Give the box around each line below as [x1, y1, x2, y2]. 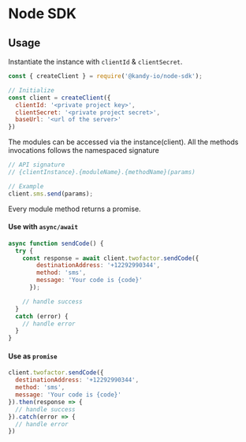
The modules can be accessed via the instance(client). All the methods [8, 137, 239, 147]
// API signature [8, 161, 65, 169]
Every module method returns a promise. [8, 204, 141, 214]
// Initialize [8, 86, 55, 95]
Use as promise [8, 351, 58, 361]
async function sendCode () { [8, 240, 104, 247]
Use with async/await [8, 222, 79, 232]
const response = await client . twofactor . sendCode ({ [22, 254, 199, 262]
